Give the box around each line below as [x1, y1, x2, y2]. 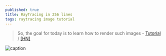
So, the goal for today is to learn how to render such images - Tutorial [17, 30, 161, 36]
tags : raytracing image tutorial [5, 16, 75, 21]
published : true [5, 7, 39, 12]
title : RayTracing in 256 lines [5, 12, 72, 17]
